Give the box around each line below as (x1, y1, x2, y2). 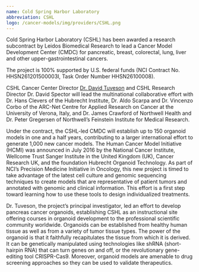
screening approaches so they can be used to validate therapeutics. (6, 260, 173, 267)
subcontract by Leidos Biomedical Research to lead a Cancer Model (6, 42, 172, 49)
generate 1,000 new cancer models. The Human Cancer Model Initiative (6, 140, 182, 148)
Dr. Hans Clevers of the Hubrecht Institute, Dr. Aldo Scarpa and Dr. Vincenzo (6, 97, 193, 104)
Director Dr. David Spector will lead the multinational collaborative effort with (6, 90, 194, 98)
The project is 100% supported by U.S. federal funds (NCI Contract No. (6, 67, 180, 74)
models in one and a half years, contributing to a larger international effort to (6, 134, 193, 141)
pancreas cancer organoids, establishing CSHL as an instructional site (6, 209, 178, 216)
